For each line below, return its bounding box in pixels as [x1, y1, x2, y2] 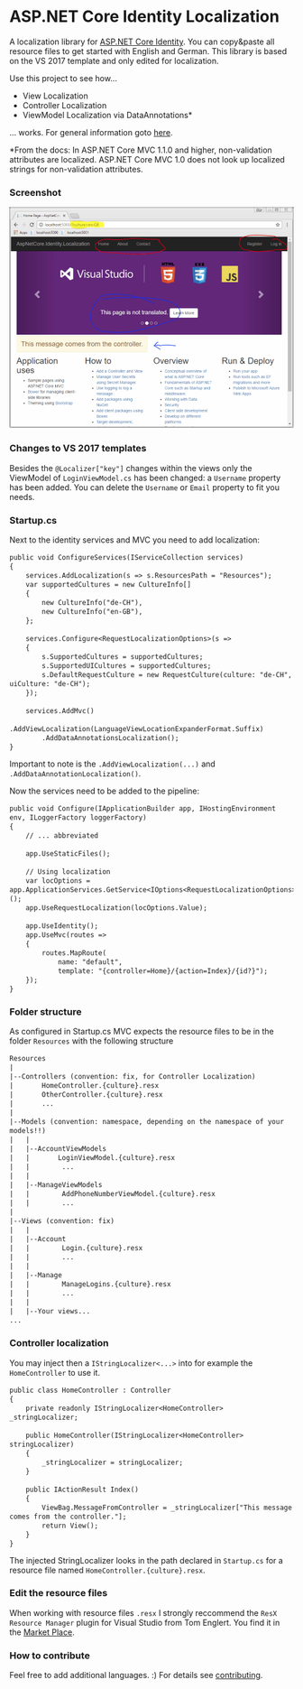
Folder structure [9, 1005, 82, 1017]
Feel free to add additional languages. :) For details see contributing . [9, 1670, 263, 1681]
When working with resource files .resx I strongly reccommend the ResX [9, 1607, 278, 1618]
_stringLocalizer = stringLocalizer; [41, 1458, 183, 1467]
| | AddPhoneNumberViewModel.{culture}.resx [9, 1190, 216, 1199]
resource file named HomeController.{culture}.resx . [9, 1564, 206, 1575]
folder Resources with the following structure [9, 1035, 174, 1046]
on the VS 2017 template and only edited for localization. [9, 55, 219, 66]
